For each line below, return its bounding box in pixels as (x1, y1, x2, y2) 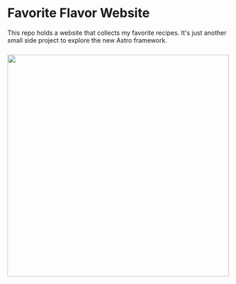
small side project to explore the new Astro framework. (7, 35, 168, 44)
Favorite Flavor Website (7, 5, 150, 21)
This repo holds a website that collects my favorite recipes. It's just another (7, 28, 227, 37)
